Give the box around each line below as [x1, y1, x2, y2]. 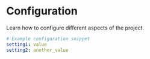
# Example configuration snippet [6, 36, 90, 42]
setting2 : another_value [6, 47, 69, 53]
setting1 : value [6, 41, 47, 48]
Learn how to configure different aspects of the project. [6, 24, 145, 31]
